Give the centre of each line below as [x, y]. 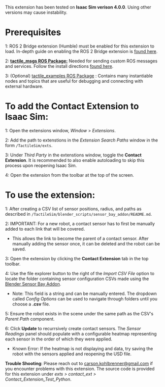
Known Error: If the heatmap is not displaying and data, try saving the [82, 348]
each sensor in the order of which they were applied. [59, 339]
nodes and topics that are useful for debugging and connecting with [74, 81]
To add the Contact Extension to [72, 106]
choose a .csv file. [31, 304]
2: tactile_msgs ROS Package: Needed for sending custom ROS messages [81, 61]
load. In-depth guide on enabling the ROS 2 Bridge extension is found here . [81, 51]
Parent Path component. [30, 319]
